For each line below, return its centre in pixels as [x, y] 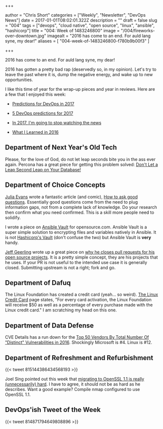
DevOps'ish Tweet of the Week [53, 410]
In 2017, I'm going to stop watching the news [57, 123]
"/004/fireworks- [138, 31]
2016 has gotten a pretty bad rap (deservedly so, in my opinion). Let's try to [81, 69]
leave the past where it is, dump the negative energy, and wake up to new [79, 74]
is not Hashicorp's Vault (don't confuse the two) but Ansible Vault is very [78, 237]
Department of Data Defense [49, 325]
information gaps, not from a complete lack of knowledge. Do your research [81, 207]
